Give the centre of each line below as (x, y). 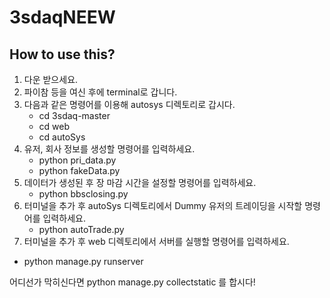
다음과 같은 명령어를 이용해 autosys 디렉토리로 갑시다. (129, 104)
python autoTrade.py (81, 229)
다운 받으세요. (51, 79)
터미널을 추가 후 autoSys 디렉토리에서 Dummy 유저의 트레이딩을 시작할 (163, 205)
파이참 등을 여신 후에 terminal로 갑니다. (100, 92)
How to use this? (62, 54)
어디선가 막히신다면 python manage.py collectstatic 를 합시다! (132, 282)
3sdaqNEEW (62, 17)
